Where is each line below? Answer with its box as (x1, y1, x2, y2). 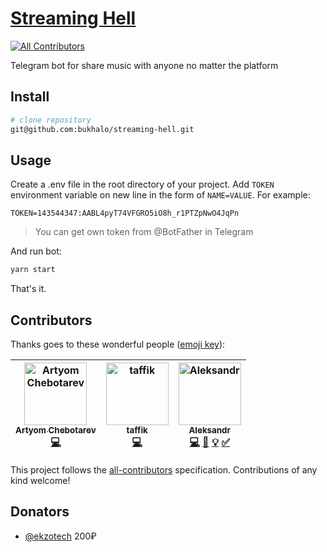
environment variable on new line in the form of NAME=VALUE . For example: (10, 189, 311, 201)
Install (10, 88, 50, 106)
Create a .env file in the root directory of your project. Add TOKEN (10, 178, 275, 191)
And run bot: (10, 245, 62, 257)
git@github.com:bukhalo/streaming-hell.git (10, 124, 195, 134)
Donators (10, 503, 70, 521)
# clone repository (10, 115, 92, 125)
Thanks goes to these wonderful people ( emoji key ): (10, 338, 226, 350)
